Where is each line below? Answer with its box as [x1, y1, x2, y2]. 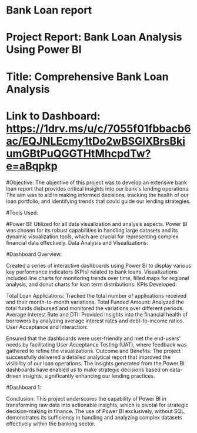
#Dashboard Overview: [6, 251, 62, 258]
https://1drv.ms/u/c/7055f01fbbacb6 [6, 122, 191, 135]
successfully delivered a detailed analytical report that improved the [6, 354, 171, 361]
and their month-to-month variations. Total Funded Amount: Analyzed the [6, 298, 184, 305]
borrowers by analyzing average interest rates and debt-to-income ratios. [6, 317, 184, 324]
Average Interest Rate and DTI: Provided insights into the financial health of [6, 311, 188, 318]
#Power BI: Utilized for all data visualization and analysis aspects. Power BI [6, 220, 188, 227]
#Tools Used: [6, 209, 38, 216]
